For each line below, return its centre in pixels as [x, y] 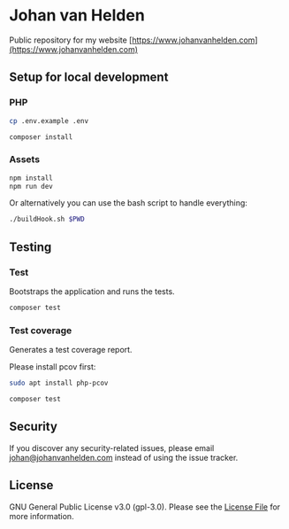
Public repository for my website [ [71, 40]
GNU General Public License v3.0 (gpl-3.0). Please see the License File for [145, 507]
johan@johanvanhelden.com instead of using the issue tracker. [124, 457]
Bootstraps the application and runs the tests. [92, 291]
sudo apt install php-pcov [59, 383]
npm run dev [31, 186]
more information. [42, 516]
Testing [30, 247]
